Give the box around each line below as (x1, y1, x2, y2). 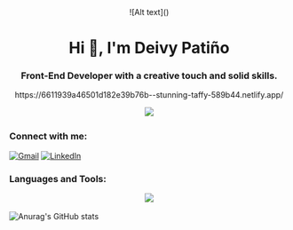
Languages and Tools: (9, 172, 107, 185)
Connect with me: (9, 131, 88, 143)
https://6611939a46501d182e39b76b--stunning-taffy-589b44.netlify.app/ (14, 90, 284, 100)
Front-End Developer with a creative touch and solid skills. (20, 69, 278, 82)
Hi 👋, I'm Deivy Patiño (68, 38, 230, 59)
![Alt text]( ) (129, 7, 170, 17)
